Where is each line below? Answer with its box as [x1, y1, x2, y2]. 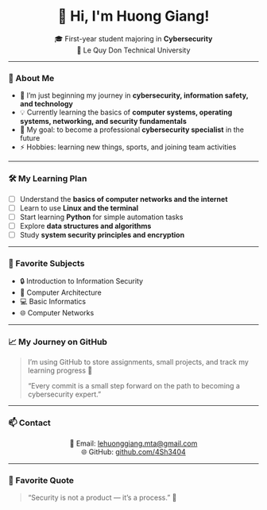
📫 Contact [8, 417, 51, 428]
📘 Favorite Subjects [8, 257, 85, 269]
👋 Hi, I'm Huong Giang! [57, 7, 210, 25]
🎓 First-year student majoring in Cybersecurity [54, 33, 213, 43]
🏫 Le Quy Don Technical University [76, 45, 191, 55]
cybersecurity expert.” [27, 389, 102, 400]
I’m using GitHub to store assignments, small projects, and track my [27, 357, 249, 367]
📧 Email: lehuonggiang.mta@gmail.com [69, 439, 198, 448]
